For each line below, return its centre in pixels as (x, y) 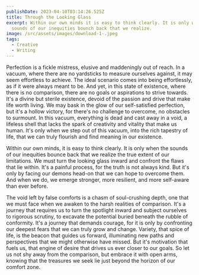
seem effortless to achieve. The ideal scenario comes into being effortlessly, (99, 80)
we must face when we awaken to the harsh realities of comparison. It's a (96, 204)
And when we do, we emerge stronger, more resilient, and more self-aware (98, 179)
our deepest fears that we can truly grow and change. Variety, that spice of (98, 229)
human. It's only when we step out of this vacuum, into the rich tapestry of (97, 130)
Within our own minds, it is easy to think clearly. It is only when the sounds (97, 148)
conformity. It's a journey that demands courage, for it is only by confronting (99, 223)
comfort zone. (23, 267)
